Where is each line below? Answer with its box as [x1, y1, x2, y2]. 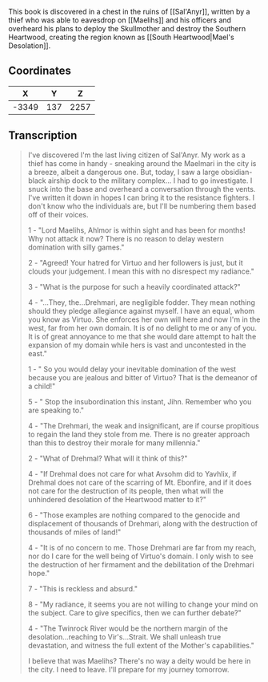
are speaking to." [27, 405, 85, 415]
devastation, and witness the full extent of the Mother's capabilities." [27, 640, 254, 650]
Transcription [8, 128, 78, 143]
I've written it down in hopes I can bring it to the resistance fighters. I [27, 193, 255, 202]
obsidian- [221, 167, 253, 177]
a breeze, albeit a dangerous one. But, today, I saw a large [27, 167, 220, 177]
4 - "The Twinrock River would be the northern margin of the [27, 623, 228, 633]
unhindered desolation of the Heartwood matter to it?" [27, 494, 206, 504]
